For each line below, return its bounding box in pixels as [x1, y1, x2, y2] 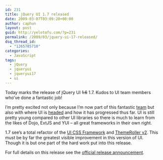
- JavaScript [9, 53, 36, 58]
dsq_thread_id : [5, 39, 36, 44]
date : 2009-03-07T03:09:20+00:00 [5, 16, 74, 21]
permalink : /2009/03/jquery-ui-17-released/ [5, 35, 98, 40]
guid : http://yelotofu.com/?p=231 [5, 30, 76, 35]
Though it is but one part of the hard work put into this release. [5, 140, 132, 146]
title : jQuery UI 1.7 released [5, 12, 69, 17]
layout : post [5, 26, 32, 31]
